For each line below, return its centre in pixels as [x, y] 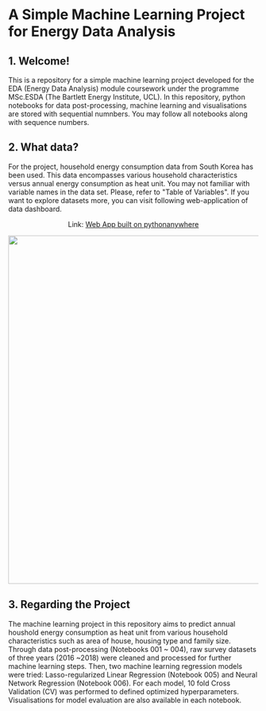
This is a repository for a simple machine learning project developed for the [131, 80]
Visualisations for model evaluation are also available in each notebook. [125, 700]
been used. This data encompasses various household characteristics [123, 175]
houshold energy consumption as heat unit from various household [118, 632]
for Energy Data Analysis [92, 31]
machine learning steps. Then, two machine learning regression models [125, 666]
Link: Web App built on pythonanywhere [133, 224]
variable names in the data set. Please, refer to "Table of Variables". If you [129, 192]
